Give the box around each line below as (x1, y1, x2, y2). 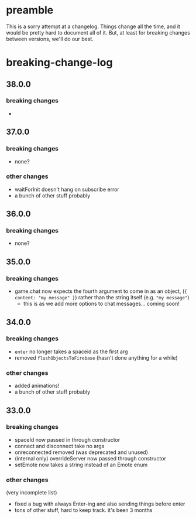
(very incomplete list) (6, 489, 57, 496)
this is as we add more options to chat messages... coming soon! (23, 300, 180, 308)
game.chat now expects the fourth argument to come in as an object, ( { (14, 288, 187, 295)
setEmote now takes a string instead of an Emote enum (14, 461, 148, 468)
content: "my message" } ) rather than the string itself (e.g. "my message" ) (14, 294, 190, 301)
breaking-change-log (6, 56, 113, 69)
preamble (6, 4, 54, 17)
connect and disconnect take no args (14, 442, 105, 449)
